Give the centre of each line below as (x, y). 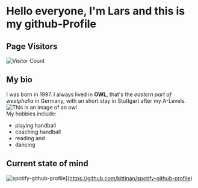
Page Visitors (32, 46)
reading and (30, 138)
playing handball (35, 125)
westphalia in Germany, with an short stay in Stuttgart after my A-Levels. (96, 100)
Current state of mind (47, 164)
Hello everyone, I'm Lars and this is (96, 11)
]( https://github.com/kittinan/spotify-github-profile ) (129, 178)
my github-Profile (51, 24)
